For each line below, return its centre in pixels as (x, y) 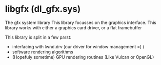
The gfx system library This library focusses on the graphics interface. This (81, 22)
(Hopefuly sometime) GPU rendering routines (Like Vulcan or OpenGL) (83, 57)
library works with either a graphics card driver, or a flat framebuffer (74, 27)
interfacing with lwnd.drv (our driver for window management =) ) (78, 46)
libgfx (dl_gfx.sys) (43, 9)
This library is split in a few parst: (38, 37)
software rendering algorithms (42, 52)
